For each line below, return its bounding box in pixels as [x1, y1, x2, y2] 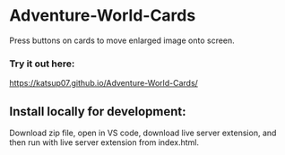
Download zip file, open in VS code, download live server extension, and [9, 127, 277, 139]
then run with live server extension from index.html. [9, 137, 200, 148]
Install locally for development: [9, 104, 186, 119]
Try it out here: [9, 57, 75, 70]
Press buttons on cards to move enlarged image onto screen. [9, 35, 235, 46]
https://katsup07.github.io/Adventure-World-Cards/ [9, 78, 199, 89]
